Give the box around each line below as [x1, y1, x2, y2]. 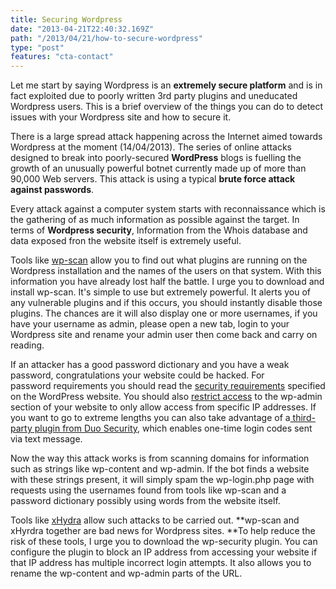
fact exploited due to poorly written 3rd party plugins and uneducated [10, 90, 298, 102]
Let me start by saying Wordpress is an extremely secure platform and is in [10, 79, 323, 91]
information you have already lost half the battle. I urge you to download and [10, 276, 325, 288]
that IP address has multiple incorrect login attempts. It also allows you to [10, 557, 312, 569]
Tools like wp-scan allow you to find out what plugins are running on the [10, 254, 308, 266]
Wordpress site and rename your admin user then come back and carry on [10, 329, 318, 341]
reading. [10, 339, 45, 351]
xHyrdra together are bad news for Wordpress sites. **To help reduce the [10, 525, 316, 537]
